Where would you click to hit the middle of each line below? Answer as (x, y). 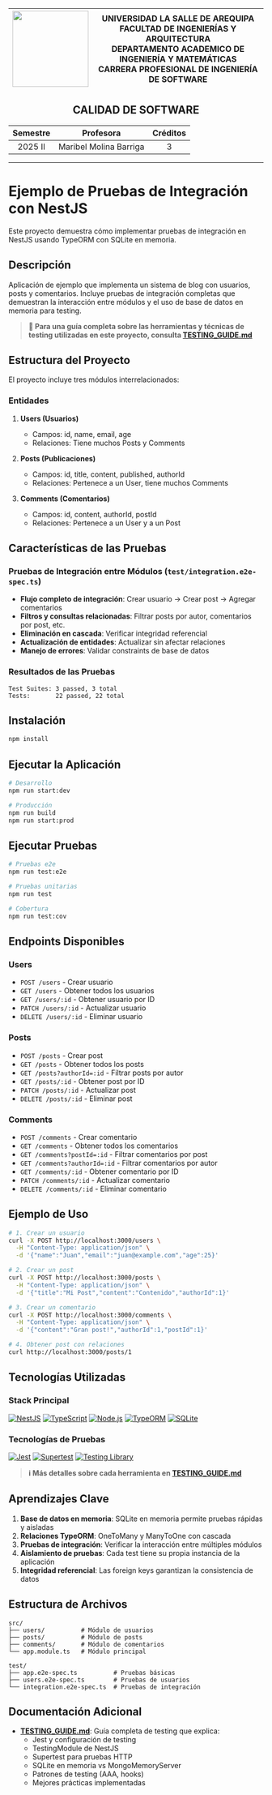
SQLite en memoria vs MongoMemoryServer (107, 1766)
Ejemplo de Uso (49, 1214)
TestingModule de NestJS (75, 1748)
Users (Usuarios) (49, 418)
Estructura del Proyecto (70, 360)
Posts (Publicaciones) (58, 458)
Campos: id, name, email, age (82, 434)
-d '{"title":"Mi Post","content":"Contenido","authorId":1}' (123, 1292)
